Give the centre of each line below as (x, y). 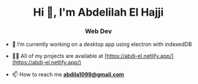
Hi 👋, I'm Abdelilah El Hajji (98, 12)
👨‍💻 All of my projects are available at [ (59, 56)
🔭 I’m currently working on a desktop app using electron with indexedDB (102, 44)
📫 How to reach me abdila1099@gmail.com (68, 74)
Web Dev (98, 31)
